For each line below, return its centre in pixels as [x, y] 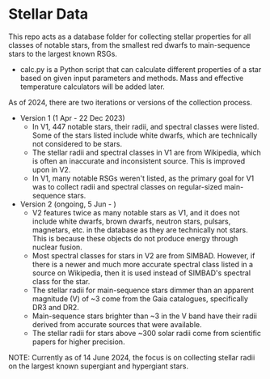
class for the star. [61, 281]
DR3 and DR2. [55, 307]
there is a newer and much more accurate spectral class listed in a [142, 264]
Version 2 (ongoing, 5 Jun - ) [68, 204]
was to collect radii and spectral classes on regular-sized [127, 186]
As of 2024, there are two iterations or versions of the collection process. [131, 102]
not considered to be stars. [77, 143]
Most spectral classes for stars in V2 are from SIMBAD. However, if [143, 255]
